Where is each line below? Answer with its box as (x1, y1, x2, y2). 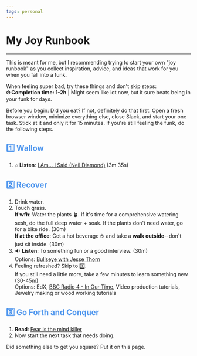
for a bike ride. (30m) (14, 226, 66, 233)
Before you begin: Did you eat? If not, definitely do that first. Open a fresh (6, 107, 184, 114)
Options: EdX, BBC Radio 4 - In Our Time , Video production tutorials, (14, 283, 181, 290)
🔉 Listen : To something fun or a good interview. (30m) (14, 247, 148, 255)
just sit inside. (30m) (14, 241, 64, 248)
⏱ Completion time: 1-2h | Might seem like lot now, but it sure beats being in (6, 89, 191, 96)
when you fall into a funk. (6, 71, 67, 78)
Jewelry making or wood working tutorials (14, 290, 116, 297)
